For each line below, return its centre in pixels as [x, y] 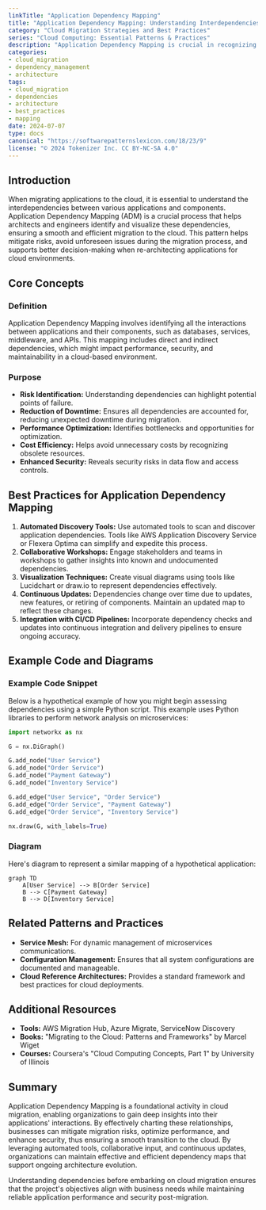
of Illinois [34, 1062]
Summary [33, 1087]
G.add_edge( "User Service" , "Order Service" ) [84, 797]
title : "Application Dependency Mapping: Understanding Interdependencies [134, 23]
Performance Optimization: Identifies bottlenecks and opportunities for [137, 428]
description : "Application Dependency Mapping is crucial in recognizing [133, 45]
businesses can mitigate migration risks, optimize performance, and [119, 1132]
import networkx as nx [46, 732]
